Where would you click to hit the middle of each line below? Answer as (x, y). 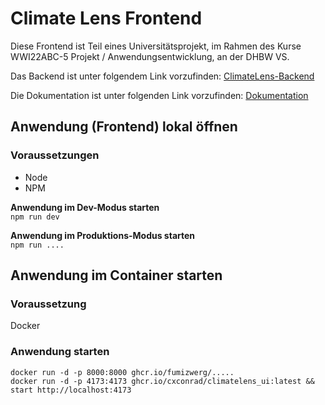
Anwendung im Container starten (116, 275)
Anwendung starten (60, 352)
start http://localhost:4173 (71, 390)
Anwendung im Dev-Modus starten (85, 207)
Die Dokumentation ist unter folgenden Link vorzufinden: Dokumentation (159, 95)
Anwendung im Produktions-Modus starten (103, 235)
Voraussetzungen (55, 155)
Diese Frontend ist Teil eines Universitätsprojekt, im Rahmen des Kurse (156, 46)
